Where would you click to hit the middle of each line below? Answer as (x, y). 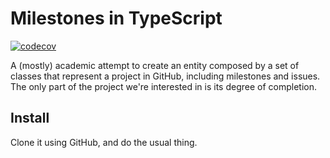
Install (30, 118)
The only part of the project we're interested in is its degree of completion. (163, 86)
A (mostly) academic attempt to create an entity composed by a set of (155, 65)
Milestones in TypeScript (116, 18)
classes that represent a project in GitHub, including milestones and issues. (165, 76)
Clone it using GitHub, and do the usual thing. (104, 142)
